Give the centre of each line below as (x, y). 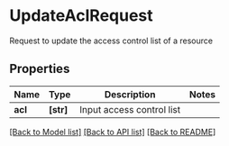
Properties (40, 69)
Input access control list (130, 109)
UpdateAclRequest (81, 16)
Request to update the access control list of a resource (111, 41)
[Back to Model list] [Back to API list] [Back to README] (113, 132)
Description (130, 94)
